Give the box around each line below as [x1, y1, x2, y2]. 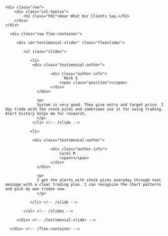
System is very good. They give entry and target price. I [37, 102, 164, 107]
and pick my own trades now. [5, 186, 67, 191]
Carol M [59, 151, 76, 156]
